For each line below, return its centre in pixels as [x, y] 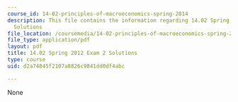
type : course [27, 60]
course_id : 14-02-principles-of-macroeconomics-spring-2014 [98, 14]
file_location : [30, 33]
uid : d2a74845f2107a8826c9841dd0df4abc [66, 66]
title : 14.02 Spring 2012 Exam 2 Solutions [73, 53]
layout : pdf [25, 46]
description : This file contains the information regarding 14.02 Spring [119, 20]
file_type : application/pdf [49, 40]
